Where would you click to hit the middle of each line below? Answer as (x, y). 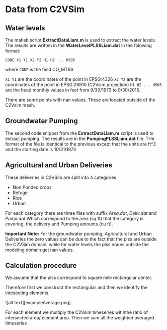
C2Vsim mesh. (20, 105)
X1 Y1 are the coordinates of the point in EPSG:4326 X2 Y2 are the (73, 79)
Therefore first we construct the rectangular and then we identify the (76, 288)
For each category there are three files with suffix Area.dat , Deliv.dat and (81, 213)
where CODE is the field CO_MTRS (39, 69)
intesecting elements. (27, 293)
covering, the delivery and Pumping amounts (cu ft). (59, 224)
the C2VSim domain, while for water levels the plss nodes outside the (77, 244)
